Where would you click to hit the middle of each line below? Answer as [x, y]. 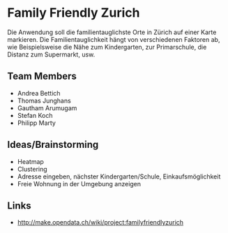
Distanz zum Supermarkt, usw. [51, 54]
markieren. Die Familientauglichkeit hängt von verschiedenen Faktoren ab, [114, 39]
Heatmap [30, 161]
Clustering [32, 169]
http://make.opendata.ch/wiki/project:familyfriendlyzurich [100, 223]
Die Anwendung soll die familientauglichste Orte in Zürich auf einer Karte [112, 32]
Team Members [42, 76]
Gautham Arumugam [47, 108]
